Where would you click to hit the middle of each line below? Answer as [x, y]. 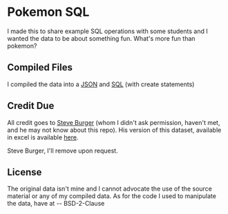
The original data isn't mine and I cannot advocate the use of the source [110, 189]
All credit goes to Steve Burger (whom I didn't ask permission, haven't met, [114, 122]
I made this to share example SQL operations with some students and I [108, 31]
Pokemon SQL [48, 12]
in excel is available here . [43, 137]
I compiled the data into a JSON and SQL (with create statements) [101, 84]
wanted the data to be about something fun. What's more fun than [101, 38]
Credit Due [31, 106]
